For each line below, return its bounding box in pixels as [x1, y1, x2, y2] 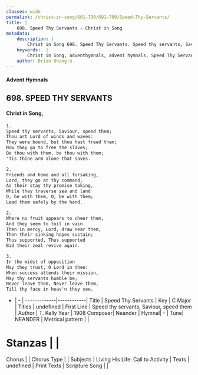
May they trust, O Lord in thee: [6, 264, 88, 270]
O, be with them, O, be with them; [6, 194, 94, 200]
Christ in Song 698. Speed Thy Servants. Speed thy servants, [27, 42, 183, 48]
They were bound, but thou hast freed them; [6, 139, 117, 145]
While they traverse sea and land [6, 188, 91, 195]
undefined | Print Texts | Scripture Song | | [6, 362, 109, 369]
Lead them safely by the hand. [6, 199, 83, 205]
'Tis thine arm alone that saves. [6, 156, 91, 162]
